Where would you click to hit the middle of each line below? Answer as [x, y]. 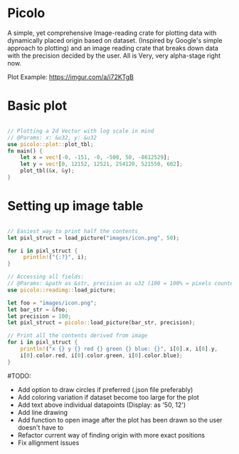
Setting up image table [75, 206]
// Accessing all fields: [46, 277]
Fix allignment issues [48, 443]
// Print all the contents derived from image [78, 336]
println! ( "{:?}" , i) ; [55, 257]
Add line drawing [43, 412]
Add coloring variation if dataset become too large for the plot [108, 397]
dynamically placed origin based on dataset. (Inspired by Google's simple [115, 40]
